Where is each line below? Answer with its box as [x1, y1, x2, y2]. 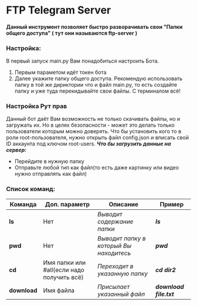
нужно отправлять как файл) [14, 171, 87, 178]
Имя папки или [43, 259, 86, 267]
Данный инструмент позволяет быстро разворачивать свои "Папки [6, 23, 183, 30]
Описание [108, 200, 139, 208]
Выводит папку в [97, 234, 146, 242]
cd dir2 [155, 266, 176, 274]
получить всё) [43, 273, 84, 281]
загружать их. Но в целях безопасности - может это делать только [6, 121, 175, 129]
